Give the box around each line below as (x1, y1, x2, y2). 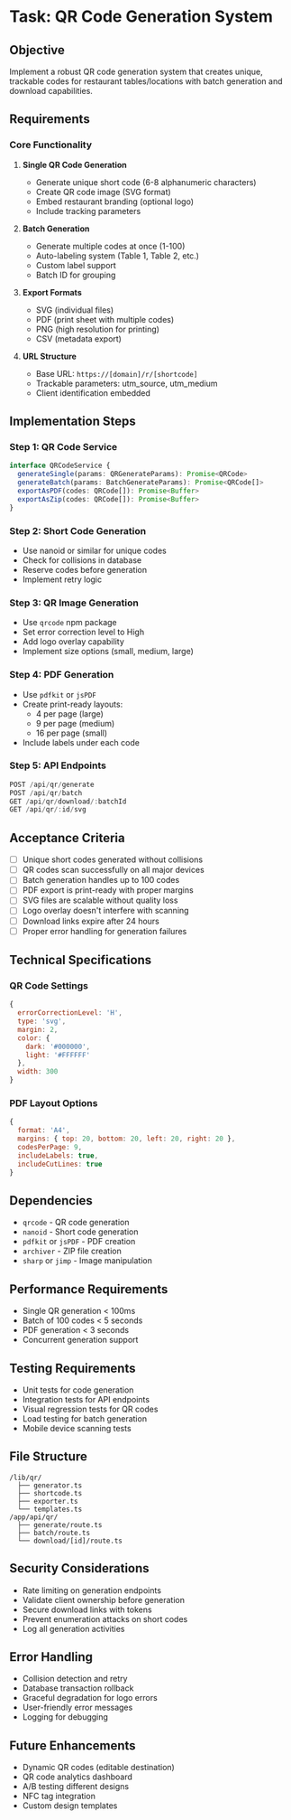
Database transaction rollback (22, 1683, 134, 1693)
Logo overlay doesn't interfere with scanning (22, 905, 189, 916)
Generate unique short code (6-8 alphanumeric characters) (35, 176, 257, 187)
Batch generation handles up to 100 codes (22, 875, 180, 886)
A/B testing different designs (22, 1781, 129, 1792)
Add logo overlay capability (22, 636, 124, 647)
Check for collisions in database (22, 554, 142, 566)
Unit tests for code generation (22, 1384, 134, 1395)
